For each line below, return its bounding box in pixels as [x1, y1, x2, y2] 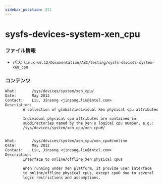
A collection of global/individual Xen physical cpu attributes [23, 107, 159, 112]
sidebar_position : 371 [5, 7, 52, 12]
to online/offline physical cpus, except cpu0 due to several [23, 170, 154, 176]
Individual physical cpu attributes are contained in [23, 116, 136, 121]
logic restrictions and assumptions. [23, 175, 101, 180]
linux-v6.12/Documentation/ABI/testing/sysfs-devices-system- [23, 60, 155, 65]
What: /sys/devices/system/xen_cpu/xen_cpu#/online [5, 139, 127, 143]
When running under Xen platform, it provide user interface [23, 166, 152, 171]
